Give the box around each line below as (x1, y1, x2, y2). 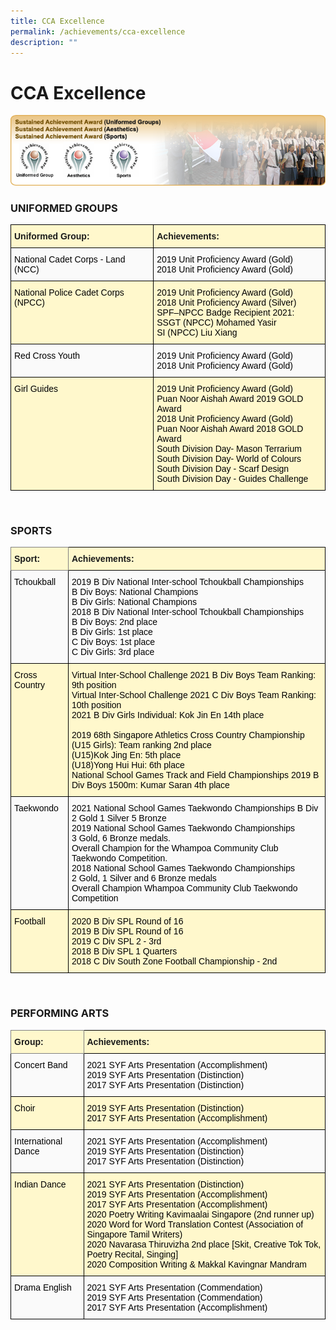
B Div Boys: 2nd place (71, 616, 158, 628)
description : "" (10, 37, 78, 47)
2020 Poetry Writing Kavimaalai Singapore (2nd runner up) (86, 1208, 315, 1220)
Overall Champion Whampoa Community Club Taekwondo (71, 883, 298, 894)
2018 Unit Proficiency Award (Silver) (156, 297, 297, 309)
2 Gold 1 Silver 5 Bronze (71, 813, 167, 824)
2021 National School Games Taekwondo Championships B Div (71, 803, 319, 814)
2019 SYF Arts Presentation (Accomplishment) (86, 1188, 268, 1200)
